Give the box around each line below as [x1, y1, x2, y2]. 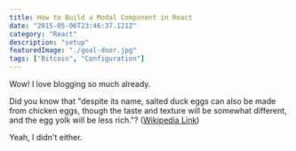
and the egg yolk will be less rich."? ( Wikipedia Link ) [9, 115, 200, 125]
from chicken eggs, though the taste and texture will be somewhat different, [9, 106, 287, 115]
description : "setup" [9, 37, 90, 47]
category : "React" [9, 29, 77, 38]
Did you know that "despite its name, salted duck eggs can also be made [9, 96, 276, 107]
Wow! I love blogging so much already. [9, 79, 151, 89]
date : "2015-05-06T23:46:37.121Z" [9, 21, 138, 30]
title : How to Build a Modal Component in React [9, 12, 193, 22]
